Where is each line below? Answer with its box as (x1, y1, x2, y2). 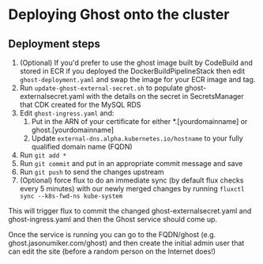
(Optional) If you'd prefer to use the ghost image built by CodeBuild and (19, 58, 253, 67)
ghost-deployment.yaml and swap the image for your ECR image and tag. (19, 75, 256, 84)
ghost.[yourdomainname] (31, 125, 115, 134)
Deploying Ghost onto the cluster (8, 6, 230, 24)
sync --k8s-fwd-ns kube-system (19, 192, 123, 200)
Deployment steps (8, 37, 100, 51)
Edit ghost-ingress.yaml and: (19, 108, 115, 118)
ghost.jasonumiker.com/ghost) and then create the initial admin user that (8, 239, 245, 247)
